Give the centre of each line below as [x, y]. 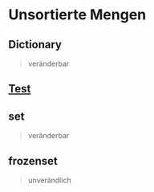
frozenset [33, 161]
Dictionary [35, 45]
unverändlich [49, 180]
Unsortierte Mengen [77, 15]
